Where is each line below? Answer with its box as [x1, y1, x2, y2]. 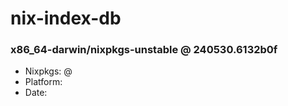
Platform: [24, 76, 63, 88]
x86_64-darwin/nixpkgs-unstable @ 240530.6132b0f [10, 43, 278, 57]
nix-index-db [10, 7, 122, 30]
